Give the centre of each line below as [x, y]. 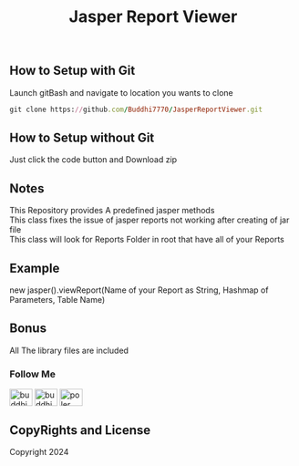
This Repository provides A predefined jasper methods [112, 211]
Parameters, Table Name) [57, 300]
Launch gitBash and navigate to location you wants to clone [122, 92]
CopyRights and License [80, 430]
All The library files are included [69, 350]
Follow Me [33, 374]
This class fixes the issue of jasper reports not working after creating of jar [149, 220]
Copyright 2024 [39, 451]
